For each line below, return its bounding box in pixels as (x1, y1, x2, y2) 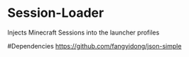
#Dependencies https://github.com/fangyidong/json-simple (7, 42, 182, 50)
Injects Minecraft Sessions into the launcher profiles (7, 28, 160, 37)
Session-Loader (7, 5, 104, 21)
